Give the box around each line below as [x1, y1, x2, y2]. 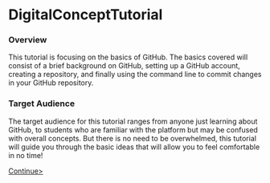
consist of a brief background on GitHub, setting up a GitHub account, [8, 61, 241, 71]
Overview [8, 35, 47, 46]
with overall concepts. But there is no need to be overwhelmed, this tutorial [8, 133, 257, 143]
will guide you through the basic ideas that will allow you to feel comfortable [8, 142, 260, 152]
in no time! [8, 150, 43, 160]
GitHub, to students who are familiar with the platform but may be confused [8, 124, 259, 134]
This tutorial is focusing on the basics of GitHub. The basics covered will [8, 52, 248, 62]
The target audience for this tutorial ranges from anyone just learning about [8, 116, 258, 126]
